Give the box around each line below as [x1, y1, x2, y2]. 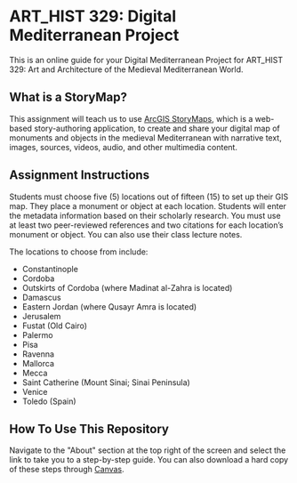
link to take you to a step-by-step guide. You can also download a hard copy [9, 455, 289, 465]
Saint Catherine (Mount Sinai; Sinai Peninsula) [21, 376, 191, 388]
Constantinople [21, 263, 78, 274]
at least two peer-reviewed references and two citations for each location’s [9, 220, 284, 230]
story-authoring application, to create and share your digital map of [34, 123, 280, 133]
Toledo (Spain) [21, 396, 77, 407]
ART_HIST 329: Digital [9, 6, 177, 27]
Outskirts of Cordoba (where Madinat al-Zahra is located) [21, 282, 233, 293]
